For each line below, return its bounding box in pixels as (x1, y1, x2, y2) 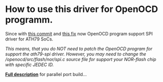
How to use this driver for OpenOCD (5, 3, 158, 15)
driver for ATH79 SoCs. (5, 36, 54, 42)
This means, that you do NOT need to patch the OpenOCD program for (5, 45, 152, 51)
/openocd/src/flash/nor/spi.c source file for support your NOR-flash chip (5, 56, 156, 62)
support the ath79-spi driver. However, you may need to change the (5, 51, 146, 57)
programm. (5, 14, 53, 25)
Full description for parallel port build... (5, 71, 87, 77)
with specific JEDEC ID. (5, 61, 54, 67)
